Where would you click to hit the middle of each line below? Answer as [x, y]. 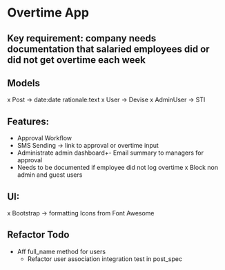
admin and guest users [50, 175]
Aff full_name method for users [61, 251]
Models [23, 83]
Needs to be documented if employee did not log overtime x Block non [118, 168]
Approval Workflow [45, 138]
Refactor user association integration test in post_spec [105, 259]
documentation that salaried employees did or [108, 49]
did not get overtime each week [77, 60]
